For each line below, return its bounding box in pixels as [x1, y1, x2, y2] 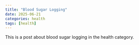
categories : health [5, 16, 46, 21]
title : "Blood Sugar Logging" [5, 7, 68, 12]
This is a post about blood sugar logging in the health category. [5, 34, 135, 40]
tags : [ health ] [5, 21, 37, 26]
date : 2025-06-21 [5, 12, 41, 17]
